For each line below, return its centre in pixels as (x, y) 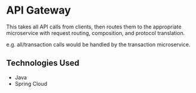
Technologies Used (43, 63)
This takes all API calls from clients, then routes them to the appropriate (94, 27)
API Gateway (39, 10)
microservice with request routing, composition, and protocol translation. (96, 33)
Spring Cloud (31, 84)
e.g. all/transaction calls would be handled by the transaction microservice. (98, 44)
